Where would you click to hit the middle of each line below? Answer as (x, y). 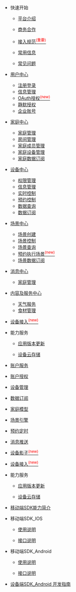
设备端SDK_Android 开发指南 (40, 584)
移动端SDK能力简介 (30, 507)
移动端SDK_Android (31, 551)
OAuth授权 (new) (34, 98)
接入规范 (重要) (32, 41)
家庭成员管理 (31, 146)
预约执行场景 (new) (36, 253)
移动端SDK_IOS (26, 519)
